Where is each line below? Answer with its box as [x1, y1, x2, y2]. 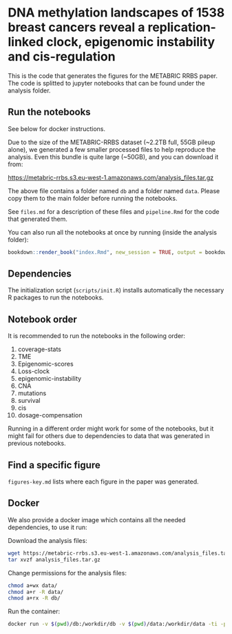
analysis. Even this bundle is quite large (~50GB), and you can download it [8, 152, 219, 161]
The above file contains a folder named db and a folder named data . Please [8, 186, 220, 195]
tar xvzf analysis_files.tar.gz [8, 556, 101, 563]
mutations [17, 389, 47, 397]
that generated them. [8, 215, 67, 223]
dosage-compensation [17, 411, 83, 419]
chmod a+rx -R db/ [8, 595, 61, 602]
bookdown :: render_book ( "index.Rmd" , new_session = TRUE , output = [8, 248, 202, 256]
